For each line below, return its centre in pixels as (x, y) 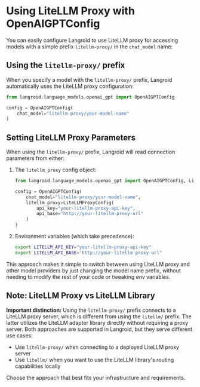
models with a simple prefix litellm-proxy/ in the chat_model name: (90, 47)
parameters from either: (36, 158)
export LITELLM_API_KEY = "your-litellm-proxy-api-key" (83, 247)
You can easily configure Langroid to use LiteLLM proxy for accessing (92, 40)
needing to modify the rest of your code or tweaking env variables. (88, 277)
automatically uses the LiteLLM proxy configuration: (70, 86)
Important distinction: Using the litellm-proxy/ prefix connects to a (91, 310)
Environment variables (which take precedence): (74, 236)
